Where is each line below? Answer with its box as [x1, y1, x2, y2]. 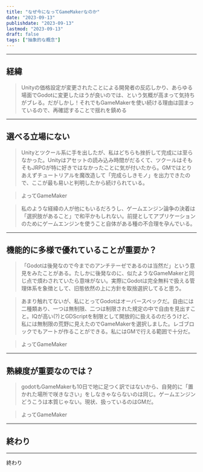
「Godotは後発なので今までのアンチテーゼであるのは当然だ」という [21, 262, 190, 269]
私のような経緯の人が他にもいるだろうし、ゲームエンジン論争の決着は [21, 205, 196, 212]
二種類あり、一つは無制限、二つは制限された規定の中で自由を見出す [21, 305, 191, 312]
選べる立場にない [6, 131, 70, 142]
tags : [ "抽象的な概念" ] [6, 37, 60, 43]
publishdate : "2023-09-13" [6, 20, 74, 26]
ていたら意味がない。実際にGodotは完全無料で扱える [58, 277, 190, 284]
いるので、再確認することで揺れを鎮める [26, 107, 127, 114]
